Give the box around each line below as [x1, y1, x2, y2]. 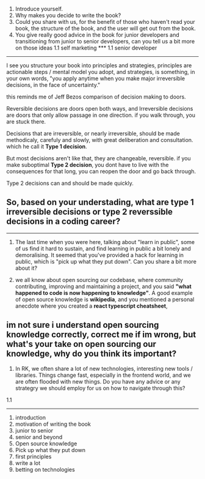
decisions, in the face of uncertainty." [6, 81, 101, 88]
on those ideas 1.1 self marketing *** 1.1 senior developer [15, 44, 157, 51]
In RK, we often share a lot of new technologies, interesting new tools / [15, 365, 193, 372]
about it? [15, 264, 38, 272]
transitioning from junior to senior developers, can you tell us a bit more [15, 38, 195, 45]
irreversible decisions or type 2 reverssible [6, 207, 173, 217]
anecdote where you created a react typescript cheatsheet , [15, 302, 168, 310]
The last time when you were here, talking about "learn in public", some [15, 238, 195, 245]
